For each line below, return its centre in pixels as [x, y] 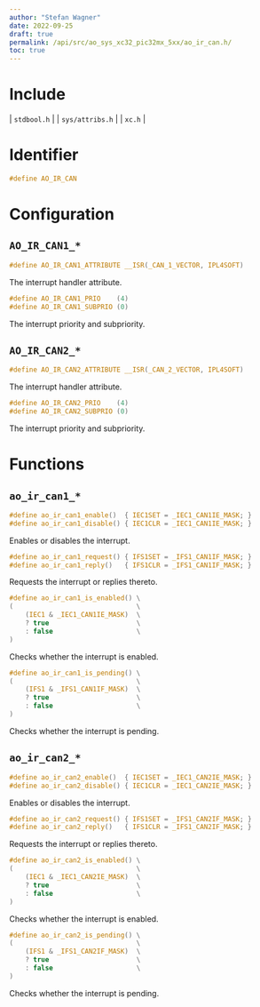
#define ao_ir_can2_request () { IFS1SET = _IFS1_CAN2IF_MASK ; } [130, 819]
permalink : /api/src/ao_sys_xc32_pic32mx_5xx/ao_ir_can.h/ [121, 42]
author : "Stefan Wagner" [55, 17]
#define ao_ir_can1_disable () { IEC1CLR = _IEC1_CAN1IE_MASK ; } [130, 523]
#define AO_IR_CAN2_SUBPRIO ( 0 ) [69, 412]
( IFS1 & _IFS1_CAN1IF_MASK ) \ [83, 690]
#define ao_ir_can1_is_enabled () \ [75, 598]
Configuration [62, 215]
